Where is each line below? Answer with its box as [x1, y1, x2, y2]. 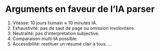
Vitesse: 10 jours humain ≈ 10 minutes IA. [12, 20, 98, 26]
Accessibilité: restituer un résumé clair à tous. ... [12, 41, 112, 47]
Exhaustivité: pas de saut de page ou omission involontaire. [12, 25, 135, 31]
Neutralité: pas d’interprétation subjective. [12, 30, 100, 36]
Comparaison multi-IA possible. [12, 36, 78, 42]
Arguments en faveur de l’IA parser [5, 3, 155, 15]
